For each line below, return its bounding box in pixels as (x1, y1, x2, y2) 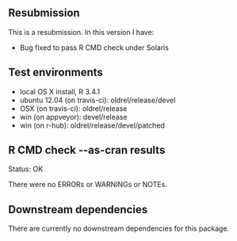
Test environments (8, 66, 103, 79)
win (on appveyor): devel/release (19, 112, 128, 121)
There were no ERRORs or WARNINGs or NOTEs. (8, 180, 168, 189)
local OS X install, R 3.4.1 (19, 86, 101, 96)
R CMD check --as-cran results (8, 143, 166, 157)
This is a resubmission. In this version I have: (8, 27, 155, 36)
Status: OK (8, 164, 44, 174)
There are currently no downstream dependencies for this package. (8, 224, 230, 233)
